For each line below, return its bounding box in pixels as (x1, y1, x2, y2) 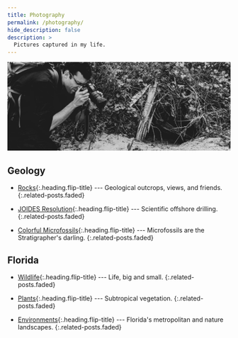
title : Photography (7, 11, 65, 18)
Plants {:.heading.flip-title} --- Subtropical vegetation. (17, 294, 173, 303)
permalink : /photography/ (7, 18, 84, 26)
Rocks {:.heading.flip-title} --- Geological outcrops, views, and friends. (17, 184, 223, 192)
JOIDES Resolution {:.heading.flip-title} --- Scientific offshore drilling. (17, 205, 218, 213)
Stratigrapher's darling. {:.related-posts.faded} (17, 234, 154, 242)
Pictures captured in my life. (13, 41, 106, 49)
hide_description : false (7, 26, 81, 33)
